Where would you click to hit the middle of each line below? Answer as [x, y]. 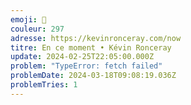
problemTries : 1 [44, 85]
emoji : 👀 [28, 19]
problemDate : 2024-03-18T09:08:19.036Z [93, 76]
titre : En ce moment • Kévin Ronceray [91, 47]
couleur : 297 [37, 29]
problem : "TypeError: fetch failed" [86, 66]
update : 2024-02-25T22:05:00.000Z [82, 57]
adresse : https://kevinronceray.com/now [96, 38]
